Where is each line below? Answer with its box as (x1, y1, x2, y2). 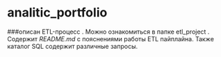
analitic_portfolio (7, 5, 108, 21)
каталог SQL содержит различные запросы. (7, 42, 138, 50)
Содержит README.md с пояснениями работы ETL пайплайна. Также (7, 34, 214, 43)
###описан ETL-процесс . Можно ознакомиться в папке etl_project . (7, 27, 210, 36)
